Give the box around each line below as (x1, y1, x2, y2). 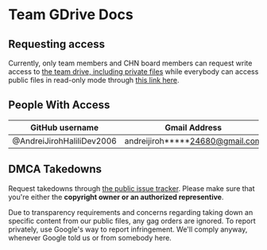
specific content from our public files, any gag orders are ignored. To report (8, 216, 256, 225)
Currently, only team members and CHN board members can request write (8, 58, 253, 68)
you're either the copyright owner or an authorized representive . (8, 192, 224, 201)
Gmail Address (164, 122, 222, 133)
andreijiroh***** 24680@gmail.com (124, 135, 262, 146)
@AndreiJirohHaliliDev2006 (12, 135, 117, 146)
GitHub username (30, 122, 99, 133)
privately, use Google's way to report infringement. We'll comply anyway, (8, 225, 248, 234)
